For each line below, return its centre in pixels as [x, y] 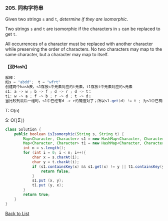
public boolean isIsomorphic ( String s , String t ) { [69, 134]
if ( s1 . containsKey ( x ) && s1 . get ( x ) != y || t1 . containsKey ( [97, 166]
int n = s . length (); [44, 148]
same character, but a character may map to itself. [57, 55]
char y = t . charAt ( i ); [55, 162]
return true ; [37, 194]
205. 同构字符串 [24, 8]
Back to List [17, 213]
